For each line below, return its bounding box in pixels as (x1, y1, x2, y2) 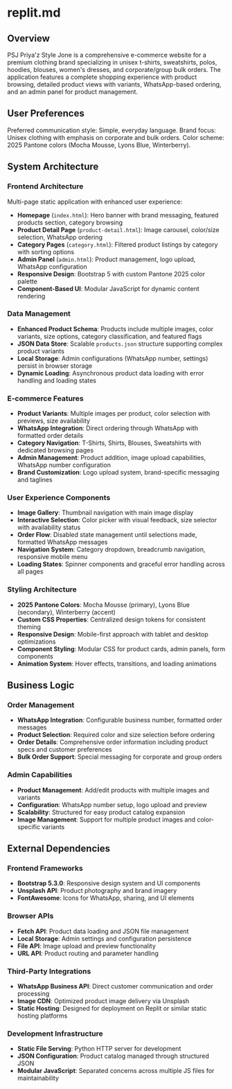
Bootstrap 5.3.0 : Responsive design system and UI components (17, 879, 201, 887)
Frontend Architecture (7, 181, 84, 191)
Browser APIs (7, 911, 54, 921)
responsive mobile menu (17, 553, 88, 561)
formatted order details (17, 432, 84, 440)
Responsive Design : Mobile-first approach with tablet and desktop (17, 630, 209, 638)
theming (17, 622, 42, 631)
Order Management (7, 700, 75, 709)
